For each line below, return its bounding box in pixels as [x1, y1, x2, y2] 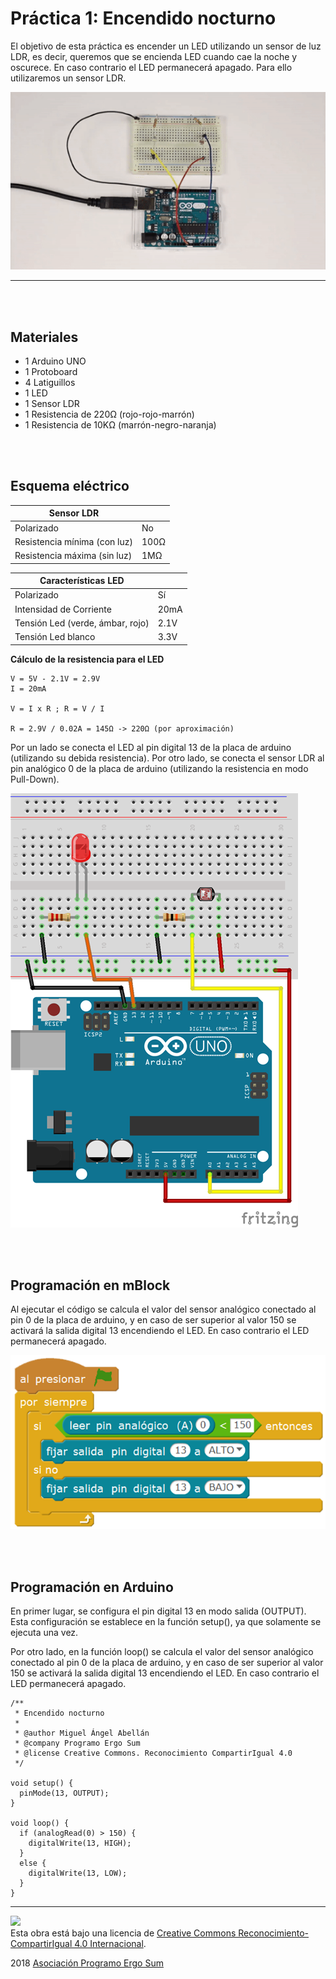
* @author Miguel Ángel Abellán [14, 1728, 150, 1739]
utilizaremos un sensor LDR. [10, 72, 127, 84]
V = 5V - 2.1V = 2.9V [10, 673, 101, 684]
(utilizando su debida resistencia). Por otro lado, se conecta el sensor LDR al [10, 752, 325, 764]
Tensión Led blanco [14, 631, 96, 643]
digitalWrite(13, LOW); [28, 1868, 128, 1879]
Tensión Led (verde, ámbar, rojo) [14, 617, 150, 629]
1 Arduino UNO [24, 355, 87, 367]
